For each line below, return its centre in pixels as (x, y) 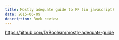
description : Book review (31, 19)
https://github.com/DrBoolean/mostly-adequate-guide (59, 33)
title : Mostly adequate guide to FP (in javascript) (60, 10)
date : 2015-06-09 (23, 14)
